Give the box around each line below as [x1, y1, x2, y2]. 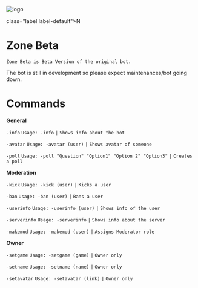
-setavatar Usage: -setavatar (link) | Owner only [6, 275, 133, 281]
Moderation [6, 169, 36, 176]
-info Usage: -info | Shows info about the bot [6, 129, 125, 136]
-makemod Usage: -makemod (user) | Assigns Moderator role [6, 229, 155, 235]
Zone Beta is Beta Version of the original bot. [6, 58, 131, 65]
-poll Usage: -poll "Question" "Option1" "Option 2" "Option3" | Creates [6, 153, 193, 159]
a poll [6, 158, 23, 165]
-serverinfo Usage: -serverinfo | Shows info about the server [6, 217, 165, 223]
